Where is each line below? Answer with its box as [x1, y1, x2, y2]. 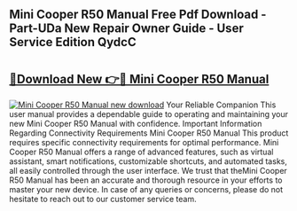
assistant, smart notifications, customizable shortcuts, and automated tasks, [9, 156, 288, 167]
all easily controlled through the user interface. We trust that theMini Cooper [9, 166, 288, 176]
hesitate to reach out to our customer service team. [9, 194, 197, 204]
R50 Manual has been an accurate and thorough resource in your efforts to [9, 175, 283, 185]
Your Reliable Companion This [166, 99, 277, 110]
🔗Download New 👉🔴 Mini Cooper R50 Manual [9, 71, 270, 87]
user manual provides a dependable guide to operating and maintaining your [9, 109, 289, 119]
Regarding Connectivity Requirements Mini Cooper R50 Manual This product [9, 128, 289, 138]
